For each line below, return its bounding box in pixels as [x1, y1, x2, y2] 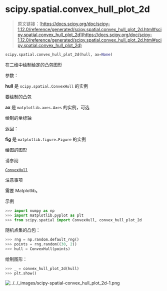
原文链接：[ [17, 21, 41, 27]
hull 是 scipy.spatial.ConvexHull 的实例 [5, 83, 88, 89]
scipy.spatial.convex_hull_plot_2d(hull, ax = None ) [5, 52, 113, 57]
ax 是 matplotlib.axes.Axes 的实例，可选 [5, 104, 90, 110]
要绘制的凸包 [5, 94, 31, 100]
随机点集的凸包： [5, 227, 40, 233]
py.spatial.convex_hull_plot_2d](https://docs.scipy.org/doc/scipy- [17, 32, 152, 38]
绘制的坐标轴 [5, 115, 31, 121]
